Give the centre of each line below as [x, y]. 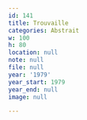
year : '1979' [30, 75]
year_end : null [33, 89]
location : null [33, 52]
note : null [26, 60]
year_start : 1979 [37, 82]
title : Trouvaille [38, 23]
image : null [28, 97]
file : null [26, 68]
